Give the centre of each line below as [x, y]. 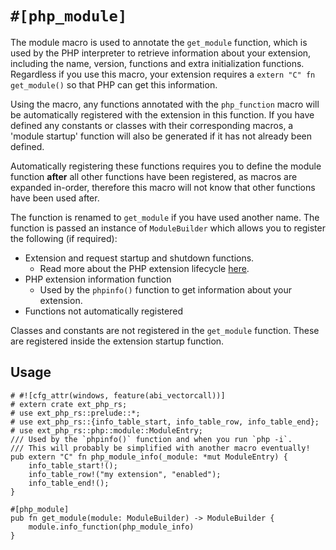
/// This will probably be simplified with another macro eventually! [160, 448]
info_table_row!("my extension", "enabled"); [125, 474]
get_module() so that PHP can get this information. [114, 84]
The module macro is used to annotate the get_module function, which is [159, 42]
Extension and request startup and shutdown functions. [139, 258]
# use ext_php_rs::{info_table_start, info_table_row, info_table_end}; [165, 422]
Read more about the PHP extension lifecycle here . [144, 268]
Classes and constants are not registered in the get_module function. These [165, 330]
